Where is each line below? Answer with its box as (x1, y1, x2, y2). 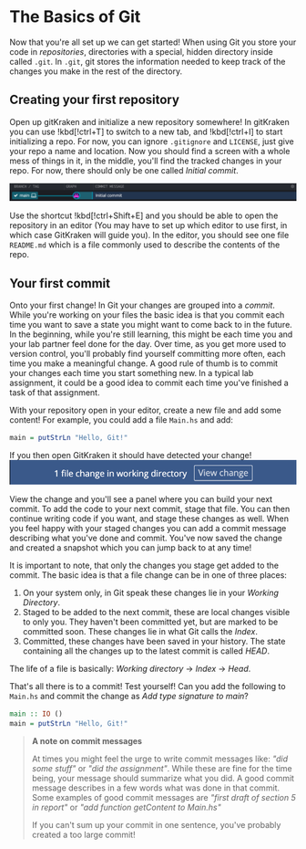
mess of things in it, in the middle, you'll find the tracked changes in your (9, 155, 282, 166)
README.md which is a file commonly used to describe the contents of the (9, 239, 280, 250)
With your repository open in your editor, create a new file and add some (9, 404, 282, 416)
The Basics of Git (9, 6, 141, 27)
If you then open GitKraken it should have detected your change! (9, 449, 252, 460)
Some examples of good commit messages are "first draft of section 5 (31, 791, 296, 802)
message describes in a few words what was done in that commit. (31, 782, 280, 793)
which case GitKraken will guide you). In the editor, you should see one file (9, 230, 290, 241)
